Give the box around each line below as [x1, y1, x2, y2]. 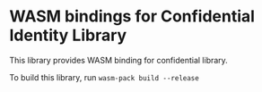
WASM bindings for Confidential [9, 6, 256, 27]
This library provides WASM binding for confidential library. [9, 54, 229, 65]
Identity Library [9, 25, 127, 46]
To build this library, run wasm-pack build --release [9, 71, 199, 82]
